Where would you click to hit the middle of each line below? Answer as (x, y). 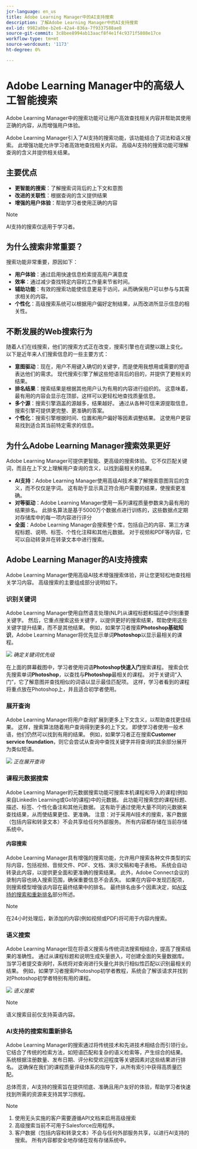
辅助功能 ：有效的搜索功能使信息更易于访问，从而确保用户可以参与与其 (99, 289)
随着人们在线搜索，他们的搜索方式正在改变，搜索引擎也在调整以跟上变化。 (96, 347)
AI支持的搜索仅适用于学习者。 (42, 226)
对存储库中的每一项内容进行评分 (53, 517)
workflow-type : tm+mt (33, 39)
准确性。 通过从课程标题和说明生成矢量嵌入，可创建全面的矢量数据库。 (102, 956)
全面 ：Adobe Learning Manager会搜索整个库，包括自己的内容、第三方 (99, 525)
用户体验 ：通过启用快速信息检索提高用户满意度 (71, 274)
